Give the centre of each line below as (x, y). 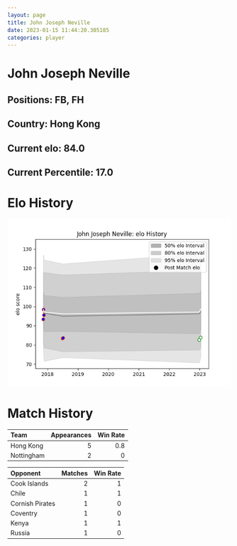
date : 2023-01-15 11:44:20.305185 (59, 30)
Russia (20, 533)
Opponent (26, 473)
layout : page (27, 15)
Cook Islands (29, 483)
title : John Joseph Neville (49, 22)
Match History (50, 414)
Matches (75, 473)
